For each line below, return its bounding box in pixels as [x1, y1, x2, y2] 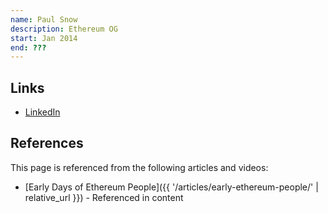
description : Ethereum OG [10, 24, 118, 34]
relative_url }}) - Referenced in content [24, 191, 184, 203]
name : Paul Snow [10, 14, 78, 25]
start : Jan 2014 [10, 33, 78, 43]
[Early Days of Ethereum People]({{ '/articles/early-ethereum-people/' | [24, 181, 319, 193]
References [10, 135, 84, 152]
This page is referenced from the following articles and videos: [10, 161, 269, 173]
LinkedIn [24, 106, 61, 118]
